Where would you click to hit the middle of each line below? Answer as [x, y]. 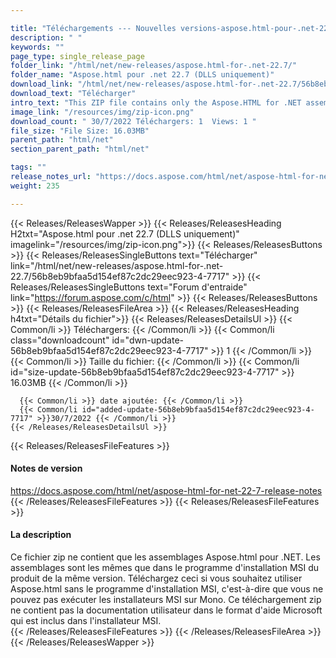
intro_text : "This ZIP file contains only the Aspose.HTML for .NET [156, 102]
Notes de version [46, 468]
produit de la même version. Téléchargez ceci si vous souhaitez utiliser [156, 578]
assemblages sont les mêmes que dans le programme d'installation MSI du [165, 568]
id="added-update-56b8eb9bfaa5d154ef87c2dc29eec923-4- [198, 409]
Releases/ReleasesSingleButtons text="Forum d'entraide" [129, 287]
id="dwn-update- [147, 340]
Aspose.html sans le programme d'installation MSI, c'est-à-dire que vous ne [167, 589]
